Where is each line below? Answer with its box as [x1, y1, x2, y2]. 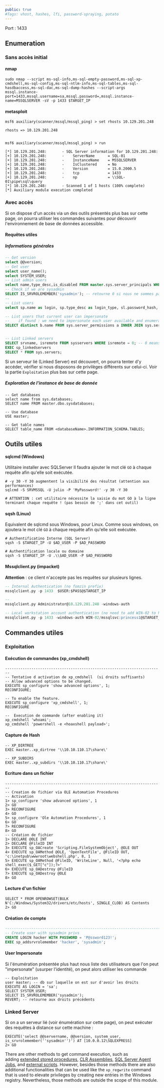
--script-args [97, 85, 125, 90]
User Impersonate [5, 950, 42, 956]
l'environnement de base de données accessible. [5, 220, 104, 226]
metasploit [5, 108, 28, 114]
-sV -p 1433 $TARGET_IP [42, 98, 91, 103]
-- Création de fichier [5, 832, 54, 837]
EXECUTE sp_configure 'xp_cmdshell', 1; [5, 701, 89, 705]
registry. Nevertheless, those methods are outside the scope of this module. [5, 1077, 158, 1083]
